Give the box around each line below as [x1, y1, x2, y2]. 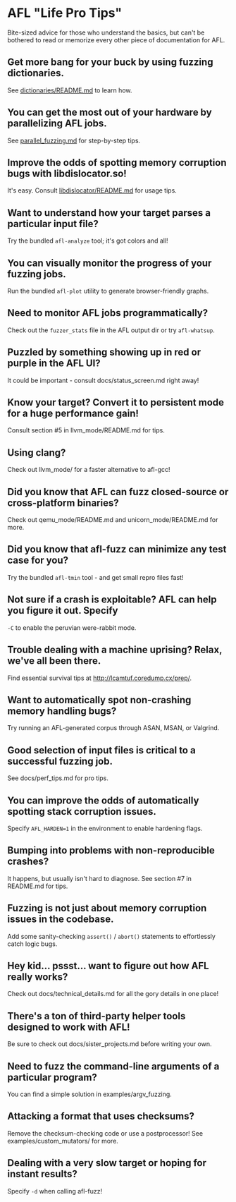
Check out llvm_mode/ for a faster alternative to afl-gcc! [7, 466, 170, 474]
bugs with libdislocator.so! [7, 167, 127, 179]
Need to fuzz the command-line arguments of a [7, 1060, 220, 1072]
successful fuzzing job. [7, 755, 113, 767]
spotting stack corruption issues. [7, 806, 156, 818]
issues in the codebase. [7, 913, 114, 925]
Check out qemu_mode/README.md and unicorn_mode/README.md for [7, 516, 218, 524]
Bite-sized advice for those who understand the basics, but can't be [7, 28, 205, 37]
